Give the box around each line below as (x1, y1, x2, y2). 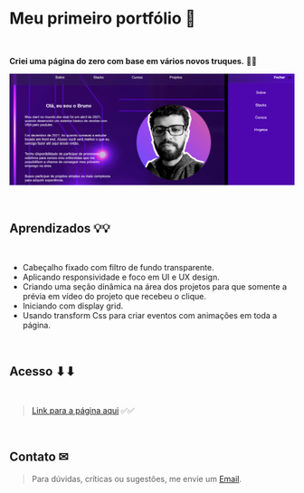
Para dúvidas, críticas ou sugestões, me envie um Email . (31, 473, 242, 484)
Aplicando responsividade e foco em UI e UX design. (22, 271, 220, 283)
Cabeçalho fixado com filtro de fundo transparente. (22, 262, 214, 273)
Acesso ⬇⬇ (9, 364, 76, 379)
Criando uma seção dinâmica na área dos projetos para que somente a (22, 281, 288, 292)
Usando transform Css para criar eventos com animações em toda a (22, 310, 278, 321)
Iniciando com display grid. (22, 300, 124, 311)
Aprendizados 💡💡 (9, 221, 110, 236)
